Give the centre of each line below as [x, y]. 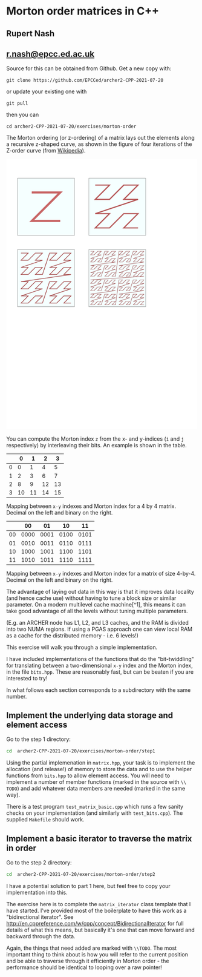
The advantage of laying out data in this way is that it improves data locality [100, 591]
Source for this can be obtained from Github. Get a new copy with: [89, 68]
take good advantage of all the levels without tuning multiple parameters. [97, 611]
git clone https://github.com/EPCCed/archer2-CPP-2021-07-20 [85, 81]
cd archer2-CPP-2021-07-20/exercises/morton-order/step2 [81, 875]
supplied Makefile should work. [45, 820]
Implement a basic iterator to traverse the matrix [99, 839]
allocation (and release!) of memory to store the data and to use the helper [99, 769]
